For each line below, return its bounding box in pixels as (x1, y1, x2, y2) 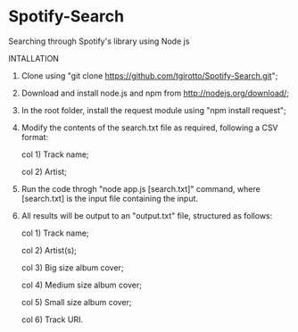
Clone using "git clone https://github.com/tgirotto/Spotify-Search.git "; (21, 70, 278, 81)
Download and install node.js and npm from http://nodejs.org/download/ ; (21, 87, 290, 98)
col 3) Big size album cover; (21, 261, 124, 273)
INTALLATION (8, 53, 60, 63)
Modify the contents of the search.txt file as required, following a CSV (21, 122, 278, 133)
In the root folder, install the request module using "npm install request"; (21, 104, 286, 115)
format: (21, 131, 49, 142)
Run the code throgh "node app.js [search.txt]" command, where (21, 183, 261, 194)
